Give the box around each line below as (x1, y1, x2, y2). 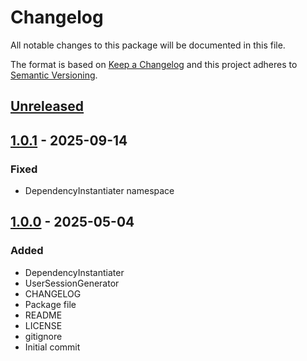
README (24, 309, 63, 321)
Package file (24, 298, 77, 310)
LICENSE (24, 319, 63, 331)
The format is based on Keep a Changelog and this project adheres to (10, 58, 298, 70)
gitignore (24, 330, 63, 342)
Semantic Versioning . (10, 69, 98, 81)
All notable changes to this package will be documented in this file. (10, 39, 286, 51)
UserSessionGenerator (24, 277, 120, 289)
